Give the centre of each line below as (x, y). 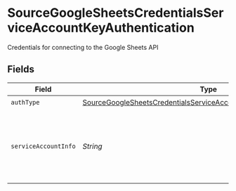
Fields (21, 69)
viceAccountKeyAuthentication (101, 28)
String (93, 146)
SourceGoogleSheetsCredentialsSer (116, 13)
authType (25, 103)
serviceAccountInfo (43, 146)
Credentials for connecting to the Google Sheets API (83, 47)
